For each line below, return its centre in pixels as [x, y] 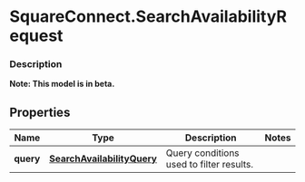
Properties [40, 112]
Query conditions [202, 153]
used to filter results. [210, 165]
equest [36, 36]
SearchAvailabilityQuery [103, 158]
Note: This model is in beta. [62, 84]
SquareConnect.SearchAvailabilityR [148, 17]
